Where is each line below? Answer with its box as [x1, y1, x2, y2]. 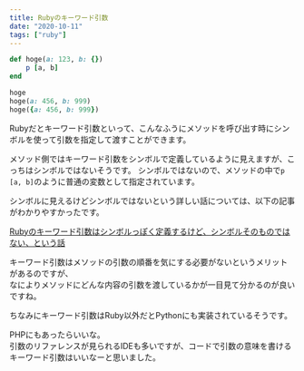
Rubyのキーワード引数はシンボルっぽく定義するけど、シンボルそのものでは [9, 226, 290, 237]
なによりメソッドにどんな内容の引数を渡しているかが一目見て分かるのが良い [9, 278, 296, 290]
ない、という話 [9, 237, 65, 248]
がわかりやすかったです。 [9, 206, 104, 218]
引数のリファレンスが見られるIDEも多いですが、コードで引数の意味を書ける [9, 340, 292, 351]
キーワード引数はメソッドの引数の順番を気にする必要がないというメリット [9, 256, 289, 268]
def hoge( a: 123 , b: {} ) [9, 55, 103, 64]
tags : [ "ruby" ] [9, 30, 67, 39]
